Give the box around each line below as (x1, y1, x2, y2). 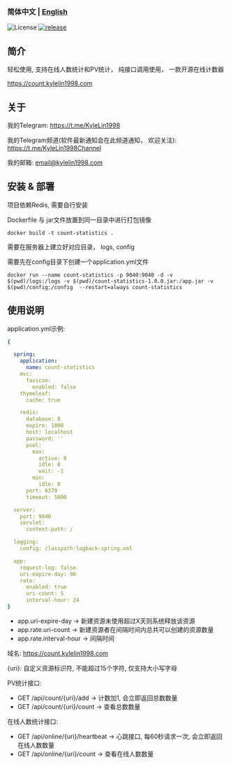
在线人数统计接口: (7, 717, 59, 726)
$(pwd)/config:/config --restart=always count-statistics (7, 283, 183, 290)
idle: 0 (38, 481, 61, 488)
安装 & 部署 (7, 181, 55, 192)
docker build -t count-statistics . (7, 230, 114, 237)
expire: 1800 (25, 422, 64, 429)
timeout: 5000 (25, 493, 68, 500)
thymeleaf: (20, 390, 52, 397)
